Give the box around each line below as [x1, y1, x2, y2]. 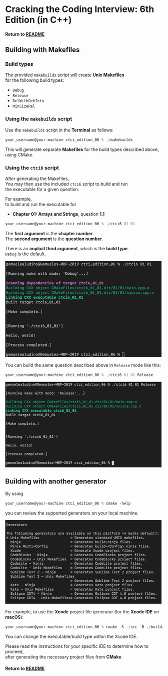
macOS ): [5, 614, 24, 620]
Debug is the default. [5, 251, 46, 257]
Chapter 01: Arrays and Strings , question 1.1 [12, 211, 105, 217]
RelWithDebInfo [12, 99, 44, 104]
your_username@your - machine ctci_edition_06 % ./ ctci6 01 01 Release [5, 372, 153, 377]
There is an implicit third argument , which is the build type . [5, 245, 129, 251]
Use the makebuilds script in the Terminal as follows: [5, 127, 113, 133]
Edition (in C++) [5, 14, 72, 26]
